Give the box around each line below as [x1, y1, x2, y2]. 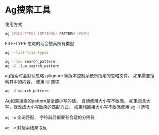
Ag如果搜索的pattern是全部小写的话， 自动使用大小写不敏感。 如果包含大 [5, 98, 151, 104]
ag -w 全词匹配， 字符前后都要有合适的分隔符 [5, 115, 95, 120]
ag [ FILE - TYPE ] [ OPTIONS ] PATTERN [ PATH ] [5, 31, 90, 36]
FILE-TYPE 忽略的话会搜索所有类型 [5, 40, 74, 46]
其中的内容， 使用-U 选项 [9, 79, 60, 85]
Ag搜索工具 [5, 4, 51, 16]
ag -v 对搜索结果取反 [5, 125, 47, 131]
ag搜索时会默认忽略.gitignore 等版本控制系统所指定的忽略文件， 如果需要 [5, 73, 150, 79]
